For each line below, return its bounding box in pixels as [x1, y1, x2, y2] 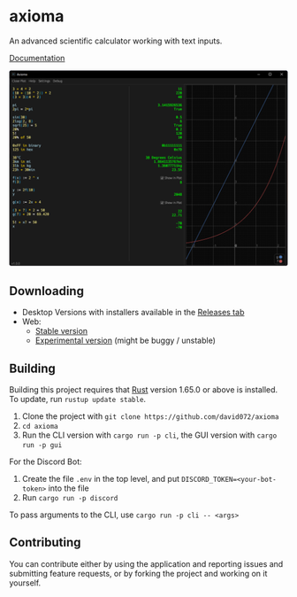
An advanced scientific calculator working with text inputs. [9, 35, 223, 46]
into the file [48, 483, 90, 493]
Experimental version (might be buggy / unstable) [34, 335, 217, 346]
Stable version [34, 326, 88, 337]
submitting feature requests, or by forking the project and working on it [9, 568, 268, 578]
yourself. [9, 578, 42, 588]
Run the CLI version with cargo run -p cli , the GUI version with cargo [21, 430, 278, 440]
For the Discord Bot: [9, 456, 82, 467]
